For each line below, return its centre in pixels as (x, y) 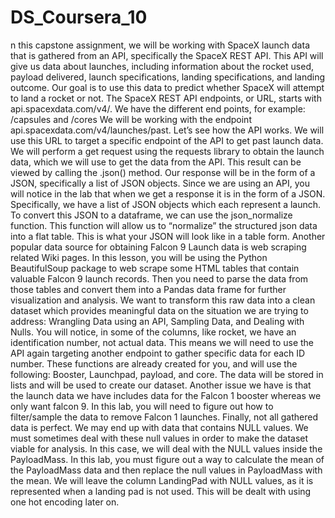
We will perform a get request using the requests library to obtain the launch (167, 151)
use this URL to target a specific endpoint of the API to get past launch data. (167, 140)
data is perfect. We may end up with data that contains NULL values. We (159, 427)
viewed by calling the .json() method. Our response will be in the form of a (163, 172)
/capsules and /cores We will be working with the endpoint (131, 119)
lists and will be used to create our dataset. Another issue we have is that (161, 385)
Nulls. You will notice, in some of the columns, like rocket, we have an (153, 332)
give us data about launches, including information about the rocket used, (162, 66)
